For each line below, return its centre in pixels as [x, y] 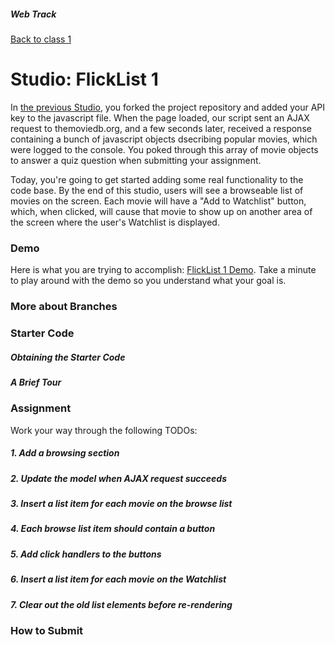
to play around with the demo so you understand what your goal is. [148, 281]
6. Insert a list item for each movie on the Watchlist [118, 579]
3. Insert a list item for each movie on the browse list [121, 504]
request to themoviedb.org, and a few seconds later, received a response [161, 128]
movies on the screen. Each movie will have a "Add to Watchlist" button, [158, 201]
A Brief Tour [36, 382]
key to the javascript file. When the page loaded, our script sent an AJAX [160, 117]
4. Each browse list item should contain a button [113, 529]
